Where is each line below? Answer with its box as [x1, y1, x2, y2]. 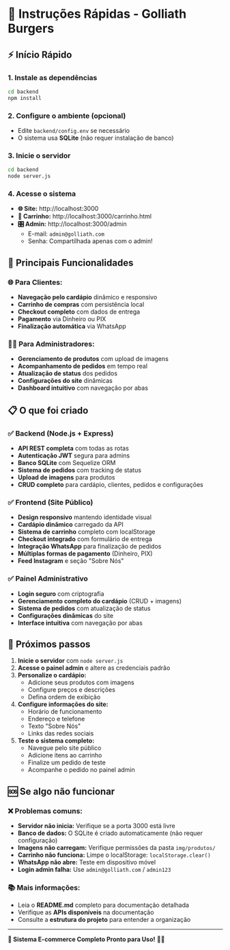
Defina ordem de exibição [27, 693, 101, 701]
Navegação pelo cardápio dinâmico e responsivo [17, 292, 158, 301]
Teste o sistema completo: [17, 736, 95, 745]
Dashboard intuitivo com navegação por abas [17, 384, 149, 392]
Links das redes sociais [27, 729, 94, 738]
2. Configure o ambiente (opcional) [8, 111, 126, 121]
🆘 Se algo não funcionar [8, 786, 115, 797]
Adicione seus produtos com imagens [27, 678, 135, 687]
